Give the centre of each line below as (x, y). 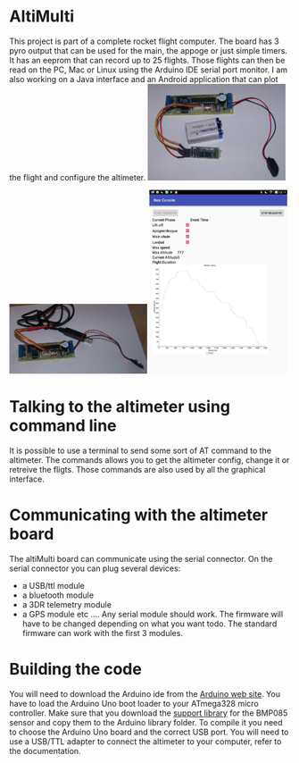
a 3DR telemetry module (66, 604)
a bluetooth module (58, 595)
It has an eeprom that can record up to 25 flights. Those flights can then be (147, 60)
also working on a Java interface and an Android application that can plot (144, 79)
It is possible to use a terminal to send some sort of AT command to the (141, 451)
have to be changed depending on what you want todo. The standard (149, 624)
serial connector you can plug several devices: (95, 568)
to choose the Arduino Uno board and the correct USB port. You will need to (149, 732)
